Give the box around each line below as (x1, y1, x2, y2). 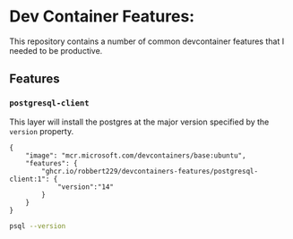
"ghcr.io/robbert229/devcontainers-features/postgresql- (41, 166, 258, 175)
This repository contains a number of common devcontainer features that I (9, 36, 285, 47)
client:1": (9, 175, 50, 184)
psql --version (9, 221, 66, 230)
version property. (9, 125, 74, 136)
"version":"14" (56, 182, 115, 192)
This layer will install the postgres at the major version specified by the (9, 116, 270, 127)
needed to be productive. (9, 45, 103, 55)
